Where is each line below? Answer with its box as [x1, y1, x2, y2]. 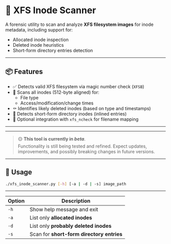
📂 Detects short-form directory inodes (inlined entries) [12, 111, 127, 117]
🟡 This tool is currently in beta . [17, 135, 85, 142]
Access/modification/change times [20, 100, 94, 106]
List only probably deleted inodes [30, 223, 112, 230]
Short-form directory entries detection [12, 47, 93, 53]
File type [20, 94, 39, 100]
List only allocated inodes [30, 214, 93, 221]
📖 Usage [5, 168, 32, 177]
